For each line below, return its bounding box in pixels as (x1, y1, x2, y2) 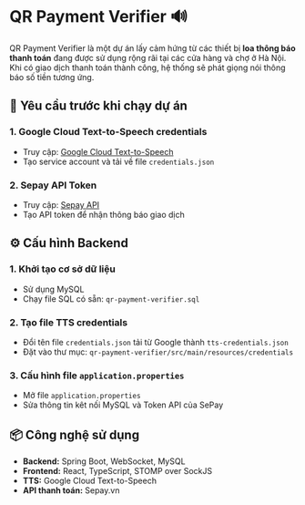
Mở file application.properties (22, 390, 141, 401)
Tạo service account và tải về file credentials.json (22, 156, 215, 167)
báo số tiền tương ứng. (9, 71, 95, 82)
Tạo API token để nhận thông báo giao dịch (22, 209, 185, 220)
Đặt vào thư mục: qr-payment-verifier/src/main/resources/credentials (22, 346, 294, 357)
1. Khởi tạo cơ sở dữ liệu (9, 263, 116, 275)
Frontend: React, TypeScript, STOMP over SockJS (22, 466, 212, 477)
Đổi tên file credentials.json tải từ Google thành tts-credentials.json (22, 336, 289, 347)
